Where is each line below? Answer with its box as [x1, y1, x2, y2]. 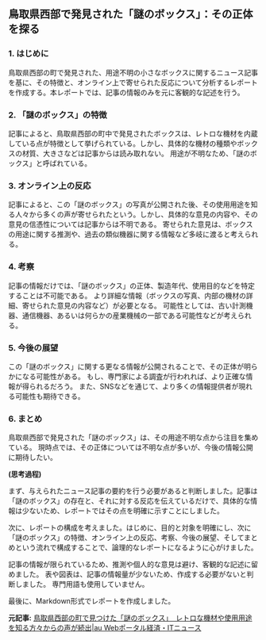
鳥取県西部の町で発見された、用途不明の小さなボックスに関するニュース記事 [8, 67, 258, 77]
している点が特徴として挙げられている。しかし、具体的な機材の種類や [8, 138, 237, 148]
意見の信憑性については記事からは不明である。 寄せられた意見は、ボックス [8, 220, 253, 229]
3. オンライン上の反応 [8, 180, 91, 191]
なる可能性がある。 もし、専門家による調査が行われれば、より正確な [21, 371, 246, 381]
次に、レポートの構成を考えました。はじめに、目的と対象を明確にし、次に [8, 523, 252, 533]
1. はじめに [8, 48, 49, 59]
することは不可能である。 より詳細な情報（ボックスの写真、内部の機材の [8, 290, 247, 300]
